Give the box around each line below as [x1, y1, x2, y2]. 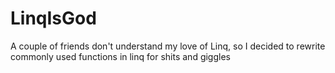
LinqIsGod [10, 7, 97, 30]
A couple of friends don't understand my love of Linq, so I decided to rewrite [10, 40, 326, 52]
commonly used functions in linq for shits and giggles [10, 50, 231, 62]
